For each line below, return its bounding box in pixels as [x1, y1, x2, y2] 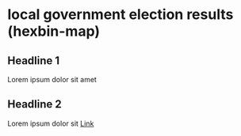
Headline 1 [7, 54, 60, 67]
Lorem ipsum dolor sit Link [7, 119, 94, 128]
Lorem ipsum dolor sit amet [7, 75, 97, 84]
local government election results [7, 6, 234, 24]
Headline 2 [7, 97, 62, 111]
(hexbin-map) [7, 22, 101, 40]
